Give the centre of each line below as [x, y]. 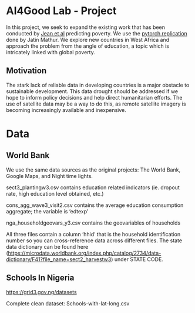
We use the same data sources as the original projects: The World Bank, [93, 170]
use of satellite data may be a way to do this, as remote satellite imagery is [96, 104]
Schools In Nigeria [40, 278]
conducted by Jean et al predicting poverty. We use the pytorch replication [97, 33]
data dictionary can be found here [47, 246]
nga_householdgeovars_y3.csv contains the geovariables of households [93, 223]
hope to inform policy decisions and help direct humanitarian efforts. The [94, 97]
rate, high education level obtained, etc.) [55, 193]
